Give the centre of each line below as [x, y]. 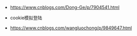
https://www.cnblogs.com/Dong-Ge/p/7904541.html [65, 7]
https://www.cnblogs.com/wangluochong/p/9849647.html [71, 28]
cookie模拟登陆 [26, 18]
